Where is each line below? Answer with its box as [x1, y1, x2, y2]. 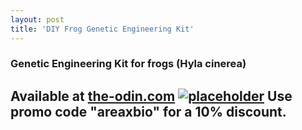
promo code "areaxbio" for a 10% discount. [10, 103, 287, 120]
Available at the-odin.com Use [10, 87, 293, 105]
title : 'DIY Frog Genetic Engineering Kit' [10, 24, 195, 34]
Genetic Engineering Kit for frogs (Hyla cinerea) [10, 57, 247, 71]
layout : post [10, 14, 65, 25]
